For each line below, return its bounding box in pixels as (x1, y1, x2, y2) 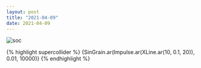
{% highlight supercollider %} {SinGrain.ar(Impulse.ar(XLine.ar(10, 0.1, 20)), (6, 49, 195, 56)
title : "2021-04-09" (6, 15, 59, 21)
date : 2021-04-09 (6, 20, 51, 26)
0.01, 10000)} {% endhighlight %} (6, 55, 90, 63)
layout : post (6, 8, 40, 15)
